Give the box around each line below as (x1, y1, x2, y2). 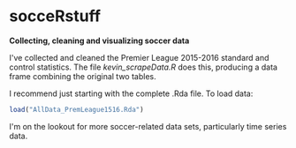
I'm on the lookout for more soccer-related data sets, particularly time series (9, 121, 287, 131)
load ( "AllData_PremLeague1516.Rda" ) (9, 105, 144, 114)
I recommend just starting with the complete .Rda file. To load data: (9, 88, 254, 99)
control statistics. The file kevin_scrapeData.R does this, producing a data (9, 62, 278, 72)
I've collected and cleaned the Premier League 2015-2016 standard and (9, 52, 269, 63)
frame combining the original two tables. (9, 70, 156, 81)
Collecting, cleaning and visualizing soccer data (9, 35, 190, 46)
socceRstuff (9, 6, 102, 26)
